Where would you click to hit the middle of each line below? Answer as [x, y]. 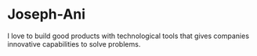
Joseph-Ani [47, 14]
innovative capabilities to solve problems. [74, 44]
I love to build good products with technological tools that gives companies [128, 36]
